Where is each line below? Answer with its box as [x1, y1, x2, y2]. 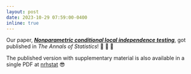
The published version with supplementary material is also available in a [6, 55, 185, 62]
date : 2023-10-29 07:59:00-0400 [6, 14, 87, 20]
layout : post [6, 8, 39, 15]
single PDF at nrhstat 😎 [6, 61, 65, 68]
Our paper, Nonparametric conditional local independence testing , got [6, 37, 186, 44]
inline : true [6, 20, 39, 26]
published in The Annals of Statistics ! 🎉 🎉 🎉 [6, 43, 114, 50]
